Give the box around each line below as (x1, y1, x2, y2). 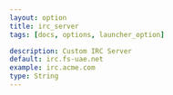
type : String (9, 71, 59, 81)
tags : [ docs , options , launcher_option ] (9, 30, 166, 39)
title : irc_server (9, 22, 79, 31)
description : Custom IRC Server (9, 46, 132, 55)
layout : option (9, 13, 67, 23)
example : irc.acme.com (9, 63, 96, 72)
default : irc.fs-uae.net (9, 55, 104, 64)
